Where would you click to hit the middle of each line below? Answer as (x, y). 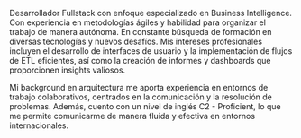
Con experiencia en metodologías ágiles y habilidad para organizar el (137, 22)
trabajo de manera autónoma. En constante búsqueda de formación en (141, 32)
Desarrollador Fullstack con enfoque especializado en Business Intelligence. (151, 13)
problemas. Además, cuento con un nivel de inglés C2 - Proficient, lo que (145, 106)
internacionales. (39, 125)
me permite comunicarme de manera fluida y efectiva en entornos (132, 116)
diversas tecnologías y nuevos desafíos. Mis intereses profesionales (136, 41)
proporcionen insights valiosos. (68, 70)
